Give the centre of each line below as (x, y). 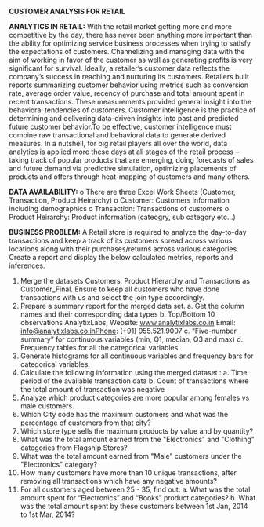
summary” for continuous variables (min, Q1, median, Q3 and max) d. (132, 339)
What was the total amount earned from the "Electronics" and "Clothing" (137, 439)
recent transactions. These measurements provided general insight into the (130, 102)
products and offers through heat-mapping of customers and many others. (129, 177)
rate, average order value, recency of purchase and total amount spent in (127, 93)
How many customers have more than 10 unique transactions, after (128, 473)
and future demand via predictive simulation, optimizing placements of (123, 168)
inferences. (27, 265)
